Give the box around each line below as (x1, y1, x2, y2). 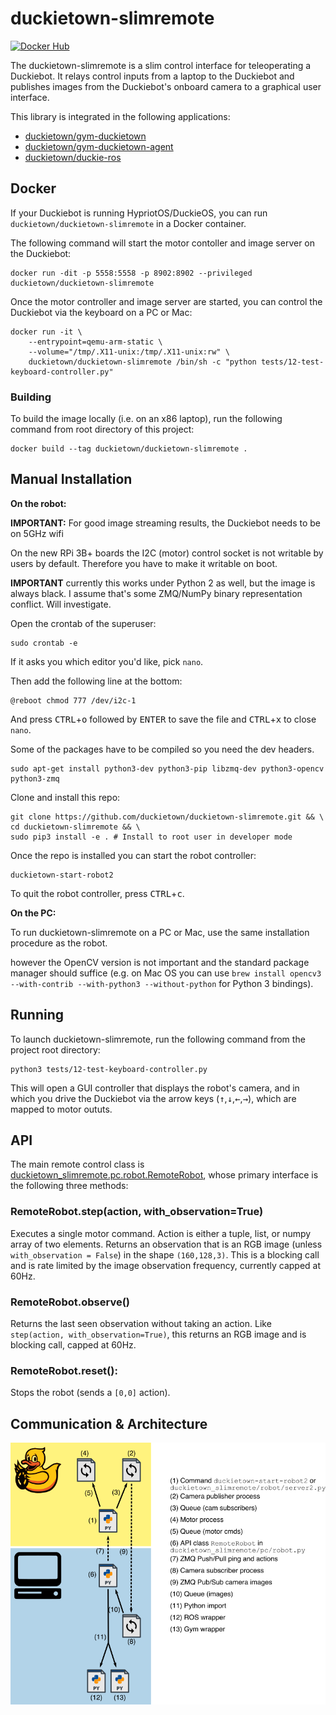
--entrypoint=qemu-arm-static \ (28, 337, 163, 347)
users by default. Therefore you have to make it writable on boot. (10, 557, 278, 569)
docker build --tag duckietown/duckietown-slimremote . (10, 444, 248, 454)
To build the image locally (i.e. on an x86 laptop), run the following (10, 413, 283, 425)
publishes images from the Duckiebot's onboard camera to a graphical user (10, 80, 322, 92)
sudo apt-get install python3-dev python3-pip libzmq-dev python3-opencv (10, 763, 325, 774)
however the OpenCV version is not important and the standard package (10, 956, 310, 968)
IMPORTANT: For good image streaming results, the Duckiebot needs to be (10, 517, 322, 529)
